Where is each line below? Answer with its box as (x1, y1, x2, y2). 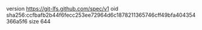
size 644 (28, 18, 51, 25)
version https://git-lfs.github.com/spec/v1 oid (6, 5, 119, 12)
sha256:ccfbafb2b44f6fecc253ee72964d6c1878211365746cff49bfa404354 (6, 11, 196, 19)
